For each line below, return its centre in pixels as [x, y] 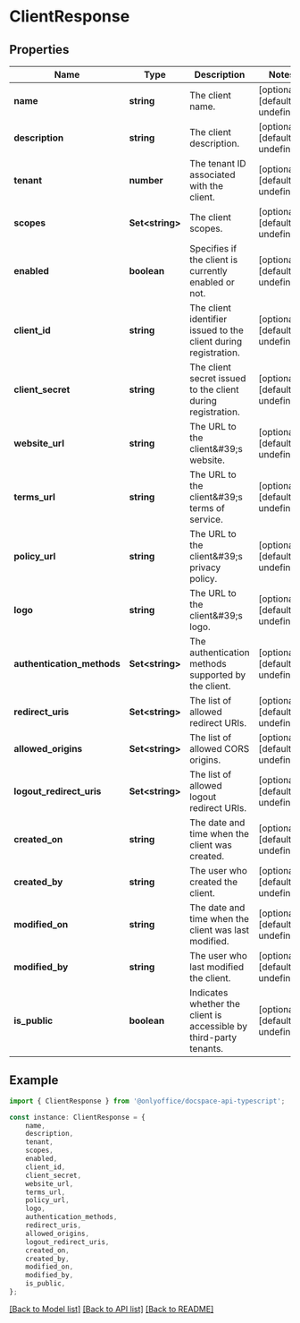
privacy [205, 568]
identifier [208, 319]
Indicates [209, 993]
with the [206, 186]
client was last [220, 930]
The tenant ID [218, 163]
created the [214, 882]
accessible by [219, 1026]
